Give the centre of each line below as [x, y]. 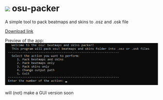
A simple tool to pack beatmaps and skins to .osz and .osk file [67, 22]
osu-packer [36, 8]
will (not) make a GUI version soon [39, 93]
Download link [19, 31]
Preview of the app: [24, 40]
